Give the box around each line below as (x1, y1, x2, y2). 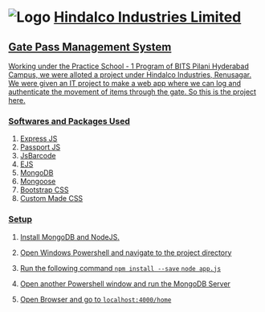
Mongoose (19, 177, 56, 187)
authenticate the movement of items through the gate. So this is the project (8, 87, 257, 96)
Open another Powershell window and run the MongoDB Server (19, 278, 231, 289)
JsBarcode (19, 151, 56, 161)
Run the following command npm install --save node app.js (19, 263, 222, 273)
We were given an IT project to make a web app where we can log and (8, 79, 242, 88)
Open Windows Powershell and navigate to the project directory (19, 248, 232, 257)
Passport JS (19, 142, 61, 152)
